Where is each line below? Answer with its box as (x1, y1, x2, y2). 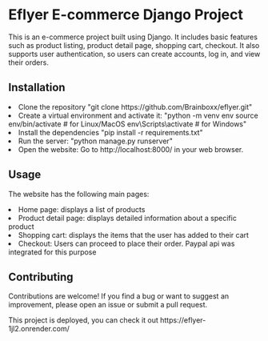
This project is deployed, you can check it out (8, 315, 158, 325)
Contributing (8, 270, 74, 283)
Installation (8, 81, 66, 94)
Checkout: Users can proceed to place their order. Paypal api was (18, 239, 235, 248)
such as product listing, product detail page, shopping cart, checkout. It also (8, 40, 260, 50)
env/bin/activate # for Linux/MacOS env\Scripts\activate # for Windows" (8, 118, 246, 129)
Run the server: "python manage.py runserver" (18, 136, 174, 146)
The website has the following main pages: (8, 189, 150, 199)
